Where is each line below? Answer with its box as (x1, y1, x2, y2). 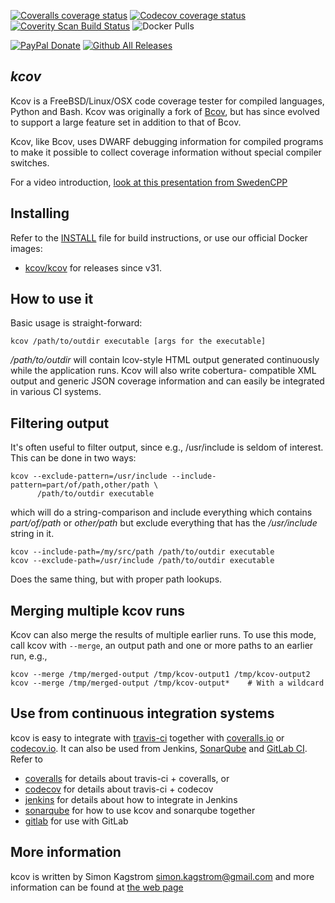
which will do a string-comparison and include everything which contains (10, 506, 313, 519)
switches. (10, 156, 50, 169)
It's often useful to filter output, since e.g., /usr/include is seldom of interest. (10, 441, 324, 454)
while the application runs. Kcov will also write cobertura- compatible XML (10, 365, 317, 377)
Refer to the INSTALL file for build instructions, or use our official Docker (10, 231, 308, 244)
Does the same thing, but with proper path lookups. (10, 573, 223, 585)
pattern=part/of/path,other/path (10, 480, 150, 490)
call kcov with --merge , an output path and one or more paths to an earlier (10, 640, 314, 652)
